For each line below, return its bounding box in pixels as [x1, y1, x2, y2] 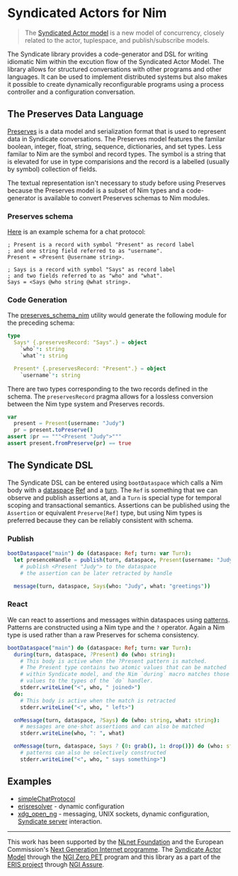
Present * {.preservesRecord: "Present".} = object [13, 364, 166, 372]
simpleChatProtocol [17, 794, 76, 803]
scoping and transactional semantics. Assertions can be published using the [7, 501, 230, 509]
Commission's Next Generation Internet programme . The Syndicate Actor [7, 845, 222, 853]
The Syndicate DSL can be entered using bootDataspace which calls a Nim [7, 478, 223, 487]
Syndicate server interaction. [17, 817, 103, 826]
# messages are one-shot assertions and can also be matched [20, 723, 204, 730]
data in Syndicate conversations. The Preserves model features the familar [7, 134, 225, 143]
